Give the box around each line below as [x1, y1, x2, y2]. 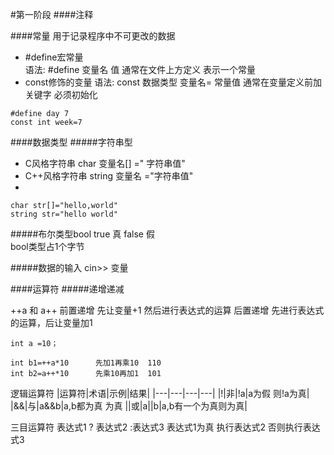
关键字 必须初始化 [24, 89, 98, 100]
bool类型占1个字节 [10, 241, 85, 252]
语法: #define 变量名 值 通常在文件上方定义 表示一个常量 [24, 64, 257, 75]
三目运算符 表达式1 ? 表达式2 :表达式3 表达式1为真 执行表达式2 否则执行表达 [10, 421, 321, 433]
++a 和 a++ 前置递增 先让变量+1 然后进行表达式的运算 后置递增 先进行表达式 [10, 304, 325, 316]
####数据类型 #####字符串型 [10, 136, 133, 148]
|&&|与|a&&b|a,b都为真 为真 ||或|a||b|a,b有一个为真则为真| [10, 400, 248, 412]
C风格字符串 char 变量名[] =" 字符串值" [24, 158, 186, 169]
